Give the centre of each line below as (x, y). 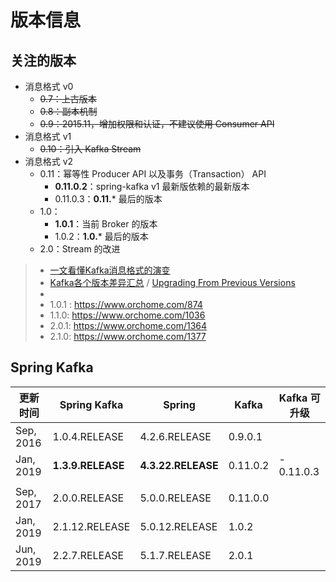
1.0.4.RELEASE (88, 436)
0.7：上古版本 (68, 99)
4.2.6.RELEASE (175, 436)
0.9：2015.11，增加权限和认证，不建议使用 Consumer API (157, 124)
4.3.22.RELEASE (179, 465)
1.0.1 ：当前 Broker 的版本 (106, 224)
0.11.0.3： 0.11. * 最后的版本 (108, 199)
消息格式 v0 (49, 86)
